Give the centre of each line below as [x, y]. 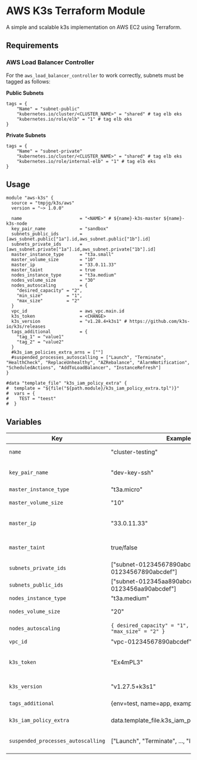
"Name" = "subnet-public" [48, 109]
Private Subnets [26, 135]
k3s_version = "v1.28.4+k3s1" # [69, 322]
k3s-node [17, 224]
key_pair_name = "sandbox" [60, 229]
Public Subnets [25, 93]
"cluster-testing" [134, 452]
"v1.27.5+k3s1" [133, 686]
